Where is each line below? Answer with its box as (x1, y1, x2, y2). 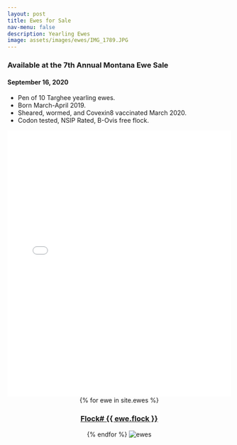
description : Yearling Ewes (7, 30, 91, 38)
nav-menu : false (7, 23, 55, 31)
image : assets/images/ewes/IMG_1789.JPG (7, 37, 129, 44)
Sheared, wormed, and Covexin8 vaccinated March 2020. (17, 109, 187, 117)
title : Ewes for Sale (7, 17, 72, 24)
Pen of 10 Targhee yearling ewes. (17, 94, 116, 102)
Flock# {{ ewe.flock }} (80, 414, 158, 424)
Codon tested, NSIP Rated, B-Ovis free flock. (17, 116, 149, 125)
